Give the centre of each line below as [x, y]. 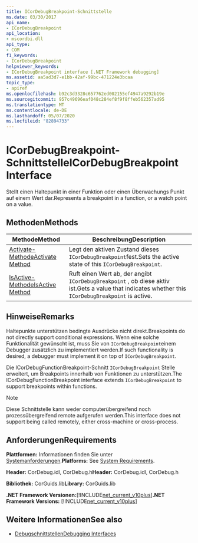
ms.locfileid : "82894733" [38, 121]
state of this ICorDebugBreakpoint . [115, 264]
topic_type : [21, 83]
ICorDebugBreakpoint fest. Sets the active [124, 256]
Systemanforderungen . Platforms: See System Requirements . [80, 460]
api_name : [18, 22]
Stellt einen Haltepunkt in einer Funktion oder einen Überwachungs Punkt [95, 192]
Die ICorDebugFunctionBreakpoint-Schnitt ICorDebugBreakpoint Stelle [91, 367]
